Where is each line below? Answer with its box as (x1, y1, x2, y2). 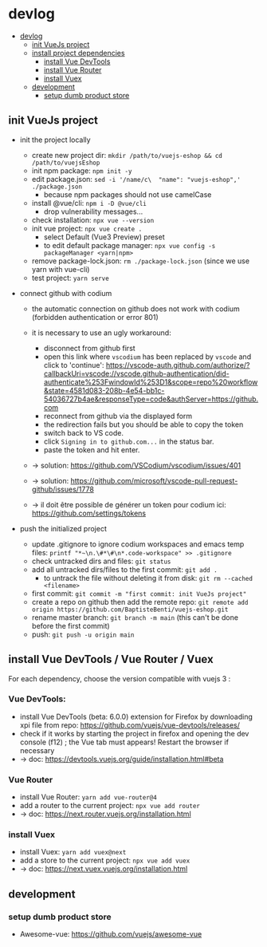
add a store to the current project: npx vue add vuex (19, 855, 190, 866)
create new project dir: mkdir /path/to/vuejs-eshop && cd (31, 150, 223, 160)
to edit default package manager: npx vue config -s (43, 240, 216, 250)
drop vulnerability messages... (43, 207, 143, 216)
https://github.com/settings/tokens (31, 508, 146, 518)
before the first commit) (31, 621, 110, 630)
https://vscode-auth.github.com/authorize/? (105, 360, 250, 369)
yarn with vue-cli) (31, 264, 90, 274)
